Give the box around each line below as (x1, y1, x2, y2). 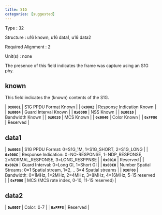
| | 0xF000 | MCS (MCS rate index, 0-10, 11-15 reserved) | (5, 178, 117, 183)
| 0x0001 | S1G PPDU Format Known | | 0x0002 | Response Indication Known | (5, 104, 156, 110)
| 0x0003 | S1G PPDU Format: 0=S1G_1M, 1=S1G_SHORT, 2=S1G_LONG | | (5, 147, 148, 152)
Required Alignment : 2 (5, 44, 51, 50)
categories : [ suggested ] (5, 12, 55, 17)
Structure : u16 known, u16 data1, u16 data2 (5, 34, 91, 40)
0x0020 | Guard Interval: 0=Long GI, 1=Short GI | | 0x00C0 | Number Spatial (5, 162, 151, 168)
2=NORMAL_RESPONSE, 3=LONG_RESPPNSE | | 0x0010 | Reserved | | (5, 157, 144, 163)
